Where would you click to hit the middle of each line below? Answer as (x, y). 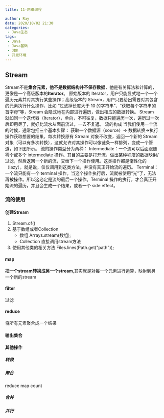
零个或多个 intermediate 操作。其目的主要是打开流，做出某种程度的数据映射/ (82, 155)
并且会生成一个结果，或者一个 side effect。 (74, 186)
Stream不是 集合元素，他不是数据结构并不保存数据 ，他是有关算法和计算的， (81, 87)
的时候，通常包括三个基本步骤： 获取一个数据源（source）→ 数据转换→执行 (82, 130)
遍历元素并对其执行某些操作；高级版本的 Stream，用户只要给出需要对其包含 (82, 100)
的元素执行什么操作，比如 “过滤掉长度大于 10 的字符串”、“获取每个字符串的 (81, 106)
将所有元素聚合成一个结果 (31, 323)
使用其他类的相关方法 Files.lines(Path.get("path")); (63, 248)
